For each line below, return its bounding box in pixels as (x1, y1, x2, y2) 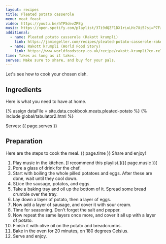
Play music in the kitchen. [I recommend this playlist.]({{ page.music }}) (12, 160, 158, 166)
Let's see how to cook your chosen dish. (5, 71, 88, 77)
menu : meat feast (5, 16, 41, 21)
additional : (5, 30, 30, 35)
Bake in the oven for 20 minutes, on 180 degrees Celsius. (12, 228, 129, 234)
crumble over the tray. (12, 191, 58, 197)
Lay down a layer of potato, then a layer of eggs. (12, 196, 111, 202)
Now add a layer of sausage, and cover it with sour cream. (12, 202, 132, 208)
